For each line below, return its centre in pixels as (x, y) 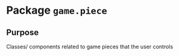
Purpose (23, 32)
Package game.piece (57, 10)
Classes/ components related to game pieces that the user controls (90, 46)
